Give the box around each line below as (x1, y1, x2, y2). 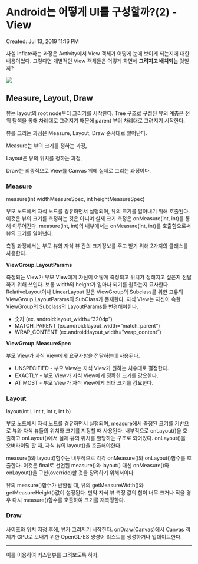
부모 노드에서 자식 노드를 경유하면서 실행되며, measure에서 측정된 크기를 (6, 420, 174, 427)
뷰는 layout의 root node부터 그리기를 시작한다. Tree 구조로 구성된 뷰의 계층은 (6, 110, 184, 117)
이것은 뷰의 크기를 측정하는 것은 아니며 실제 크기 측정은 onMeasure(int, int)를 (6, 215, 184, 222)
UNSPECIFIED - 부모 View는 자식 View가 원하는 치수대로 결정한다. (14, 365, 169, 372)
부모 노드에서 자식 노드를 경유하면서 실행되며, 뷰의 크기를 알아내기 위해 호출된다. (6, 207, 190, 215)
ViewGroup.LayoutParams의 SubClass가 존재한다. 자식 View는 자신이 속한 (6, 296, 181, 303)
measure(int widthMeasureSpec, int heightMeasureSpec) (6, 196, 146, 203)
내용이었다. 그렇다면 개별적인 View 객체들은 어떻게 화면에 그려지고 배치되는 (6, 57, 179, 64)
